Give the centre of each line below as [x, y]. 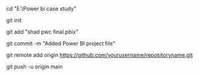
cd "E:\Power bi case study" [41, 9]
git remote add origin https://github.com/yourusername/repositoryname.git [99, 55]
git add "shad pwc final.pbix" [42, 32]
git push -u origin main [34, 66]
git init [14, 20]
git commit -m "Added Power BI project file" [61, 43]
